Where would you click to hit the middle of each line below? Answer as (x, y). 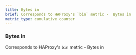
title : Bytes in (22, 10)
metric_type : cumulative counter (40, 19)
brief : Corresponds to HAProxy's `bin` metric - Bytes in (68, 14)
